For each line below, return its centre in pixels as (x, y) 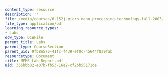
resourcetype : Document (30, 56)
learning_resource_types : (32, 28)
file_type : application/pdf (34, 24)
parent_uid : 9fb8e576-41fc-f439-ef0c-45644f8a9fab (59, 51)
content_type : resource (30, 10)
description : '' (22, 14)
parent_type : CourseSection (34, 47)
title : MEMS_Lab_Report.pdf (34, 61)
